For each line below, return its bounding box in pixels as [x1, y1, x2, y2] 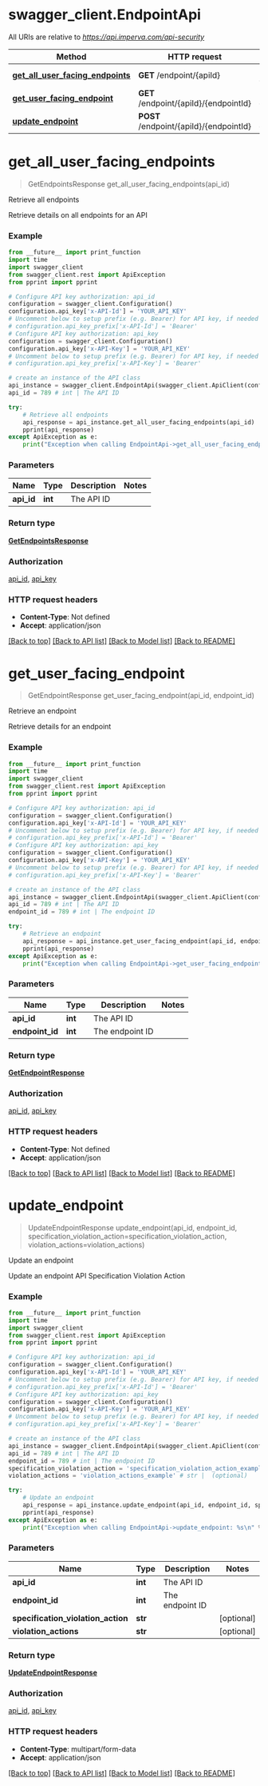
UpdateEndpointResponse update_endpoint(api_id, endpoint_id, [27, 1222, 238, 1232]
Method [56, 50, 87, 62]
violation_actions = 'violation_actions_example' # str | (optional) [8, 1471, 248, 1480]
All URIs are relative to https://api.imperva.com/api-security [8, 32, 205, 42]
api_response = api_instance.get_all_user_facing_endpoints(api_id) [22, 418, 255, 426]
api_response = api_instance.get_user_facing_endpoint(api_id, [22, 937, 238, 945]
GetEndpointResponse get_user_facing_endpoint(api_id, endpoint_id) [27, 691, 255, 700]
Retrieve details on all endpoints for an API [8, 210, 148, 219]
